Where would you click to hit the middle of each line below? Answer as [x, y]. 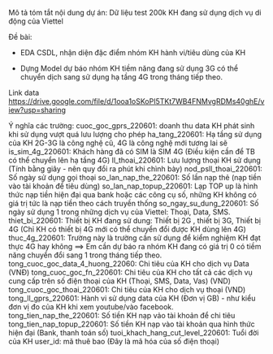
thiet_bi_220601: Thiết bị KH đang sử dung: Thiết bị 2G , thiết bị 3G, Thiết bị [135, 220]
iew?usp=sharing [37, 110]
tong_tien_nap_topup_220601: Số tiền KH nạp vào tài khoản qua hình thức [132, 324]
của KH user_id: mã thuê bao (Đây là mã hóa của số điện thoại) [114, 341]
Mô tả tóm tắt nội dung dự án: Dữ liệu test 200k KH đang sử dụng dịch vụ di [135, 13]
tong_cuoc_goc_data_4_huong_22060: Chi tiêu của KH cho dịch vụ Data [129, 263]
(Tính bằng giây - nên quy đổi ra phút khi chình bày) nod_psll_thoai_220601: [135, 169]
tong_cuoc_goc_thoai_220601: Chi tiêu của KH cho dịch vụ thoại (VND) [127, 289]
